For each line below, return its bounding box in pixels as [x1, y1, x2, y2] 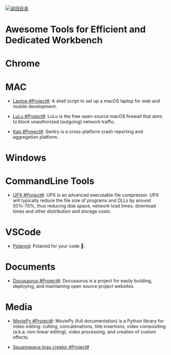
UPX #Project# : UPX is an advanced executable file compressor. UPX [12, 192, 159, 198]
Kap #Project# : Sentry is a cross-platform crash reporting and [12, 129, 143, 135]
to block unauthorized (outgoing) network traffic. [12, 119, 116, 125]
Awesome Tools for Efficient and [5, 23, 146, 35]
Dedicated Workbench [5, 35, 103, 46]
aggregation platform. [12, 134, 59, 140]
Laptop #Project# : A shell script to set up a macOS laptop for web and [12, 98, 160, 104]
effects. [12, 334, 29, 340]
